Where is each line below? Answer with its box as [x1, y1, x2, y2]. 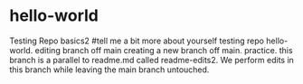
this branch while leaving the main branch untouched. [9, 64, 210, 75]
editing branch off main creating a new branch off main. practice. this [34, 44, 293, 55]
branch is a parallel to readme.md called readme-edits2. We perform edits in [9, 54, 294, 65]
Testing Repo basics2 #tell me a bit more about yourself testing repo [9, 35, 265, 46]
